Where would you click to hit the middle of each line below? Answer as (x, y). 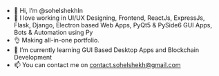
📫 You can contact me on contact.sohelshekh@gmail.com (97, 65)
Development (33, 57)
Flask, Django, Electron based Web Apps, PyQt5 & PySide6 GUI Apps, (113, 25)
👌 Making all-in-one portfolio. (57, 40)
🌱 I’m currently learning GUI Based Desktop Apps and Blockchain (106, 50)
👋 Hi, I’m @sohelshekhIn (48, 11)
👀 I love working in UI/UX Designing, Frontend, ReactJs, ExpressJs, (109, 18)
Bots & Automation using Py (53, 32)
